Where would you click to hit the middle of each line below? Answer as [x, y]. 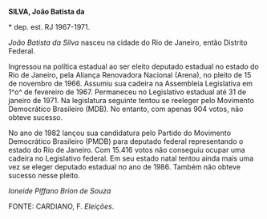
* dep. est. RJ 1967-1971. [49, 27]
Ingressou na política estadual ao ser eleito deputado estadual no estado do [133, 66]
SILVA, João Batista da [47, 12]
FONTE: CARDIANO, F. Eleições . [61, 206]
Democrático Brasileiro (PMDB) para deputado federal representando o [126, 141]
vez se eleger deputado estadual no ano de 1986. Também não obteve [125, 167]
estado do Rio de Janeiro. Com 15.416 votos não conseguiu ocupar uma [127, 150]
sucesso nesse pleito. [44, 175]
